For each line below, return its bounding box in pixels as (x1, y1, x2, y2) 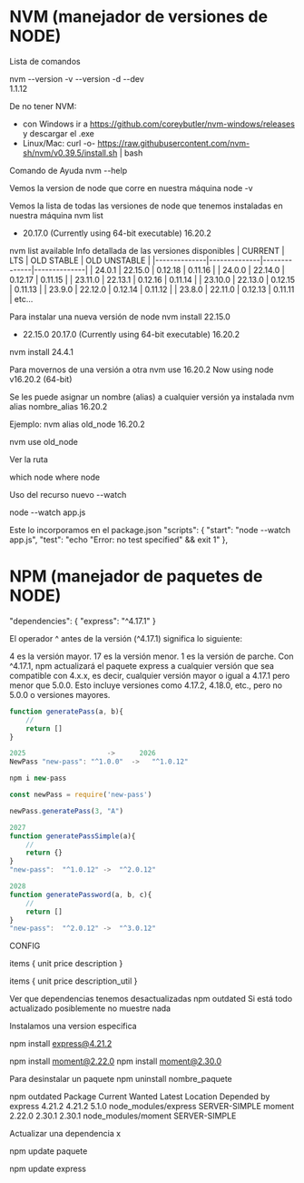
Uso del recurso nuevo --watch (9, 489, 127, 500)
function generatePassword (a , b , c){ (9, 890, 152, 899)
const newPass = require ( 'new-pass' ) (9, 790, 152, 799)
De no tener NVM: (9, 100, 77, 111)
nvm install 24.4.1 (9, 346, 74, 357)
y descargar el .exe (22, 127, 95, 138)
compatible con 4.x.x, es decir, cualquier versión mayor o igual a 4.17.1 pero (9, 670, 290, 681)
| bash (119, 147, 143, 158)
